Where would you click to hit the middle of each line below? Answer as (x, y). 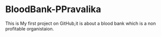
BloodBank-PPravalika (53, 9)
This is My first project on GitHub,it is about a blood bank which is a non (80, 23)
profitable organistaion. (30, 28)
